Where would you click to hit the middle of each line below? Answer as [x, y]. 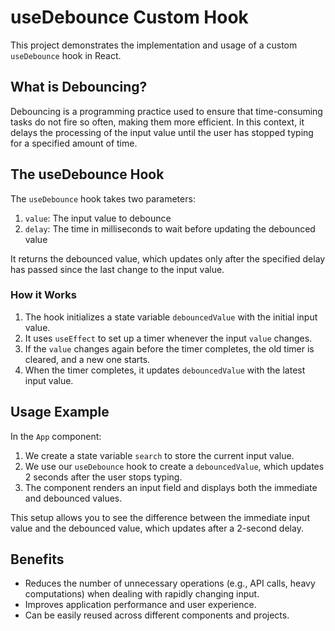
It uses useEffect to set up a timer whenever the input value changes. [168, 338]
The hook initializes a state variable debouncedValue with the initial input [171, 317]
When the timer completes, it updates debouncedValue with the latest [165, 370]
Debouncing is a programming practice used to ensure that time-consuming [166, 111]
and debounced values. [73, 498]
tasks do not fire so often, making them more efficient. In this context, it [157, 122]
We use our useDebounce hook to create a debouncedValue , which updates [174, 466]
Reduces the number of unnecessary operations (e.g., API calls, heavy [170, 583]
